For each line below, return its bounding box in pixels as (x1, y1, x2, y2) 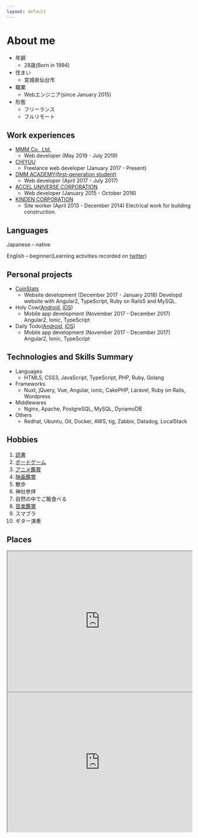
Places (6, 535, 32, 545)
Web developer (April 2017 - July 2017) (23, 177, 118, 184)
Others (15, 411, 32, 418)
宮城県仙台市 (23, 76, 55, 83)
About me (6, 34, 56, 47)
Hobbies (6, 435, 39, 445)
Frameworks (15, 380, 46, 387)
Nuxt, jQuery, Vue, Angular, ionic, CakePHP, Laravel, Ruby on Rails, (23, 386, 186, 393)
